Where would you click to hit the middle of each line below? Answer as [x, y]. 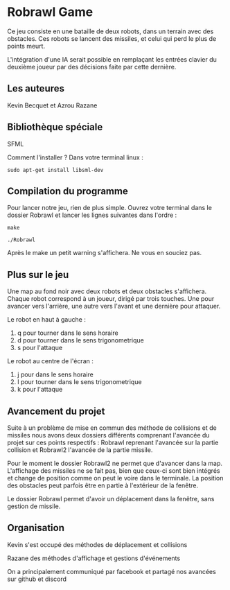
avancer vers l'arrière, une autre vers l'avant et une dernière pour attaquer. [114, 306]
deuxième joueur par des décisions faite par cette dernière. [92, 67]
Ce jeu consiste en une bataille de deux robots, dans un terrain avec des [110, 31]
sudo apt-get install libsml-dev [55, 170]
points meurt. [26, 46]
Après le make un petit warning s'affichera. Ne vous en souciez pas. [105, 253]
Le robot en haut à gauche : [47, 320]
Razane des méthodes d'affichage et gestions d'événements [94, 558]
